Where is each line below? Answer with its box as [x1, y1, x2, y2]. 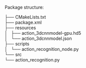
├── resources [4, 25, 36, 31]
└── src [4, 51, 22, 57]
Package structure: [4, 5, 44, 10]
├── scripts [4, 41, 29, 47]
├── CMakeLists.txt [4, 14, 46, 20]
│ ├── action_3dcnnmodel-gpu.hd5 [4, 30, 81, 36]
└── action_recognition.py [4, 57, 60, 62]
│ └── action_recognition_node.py [4, 46, 79, 52]
